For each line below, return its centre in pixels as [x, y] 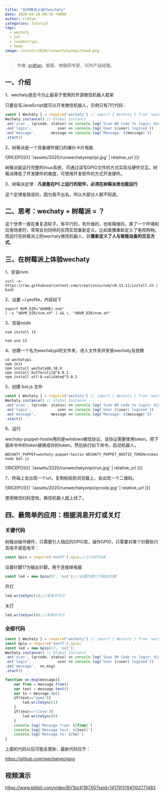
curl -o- [14, 282]
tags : [10, 28]
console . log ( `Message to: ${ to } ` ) [49, 734]
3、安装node [18, 323]
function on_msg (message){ [32, 680]
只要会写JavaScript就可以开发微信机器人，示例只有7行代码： [66, 105]
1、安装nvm [17, 272]
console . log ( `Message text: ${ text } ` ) [53, 730]
